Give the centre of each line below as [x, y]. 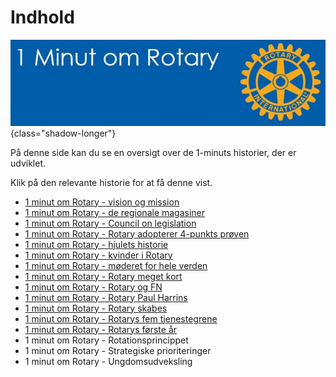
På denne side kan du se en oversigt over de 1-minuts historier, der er [153, 152]
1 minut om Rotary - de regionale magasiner [115, 212]
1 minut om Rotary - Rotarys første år [101, 329]
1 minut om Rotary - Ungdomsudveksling [108, 361]
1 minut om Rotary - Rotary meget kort [103, 276]
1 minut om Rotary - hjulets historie [96, 244]
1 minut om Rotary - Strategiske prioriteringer [118, 350]
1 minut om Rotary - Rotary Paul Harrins [106, 297]
